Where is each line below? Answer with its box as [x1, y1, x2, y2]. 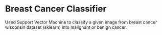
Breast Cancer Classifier [5, 3, 107, 14]
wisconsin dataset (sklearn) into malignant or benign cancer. [5, 24, 127, 30]
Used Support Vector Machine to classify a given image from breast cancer [5, 19, 158, 25]
